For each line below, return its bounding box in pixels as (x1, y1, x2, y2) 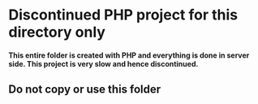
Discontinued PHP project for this (8, 6, 239, 24)
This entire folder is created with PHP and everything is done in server (8, 50, 250, 60)
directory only (8, 23, 105, 41)
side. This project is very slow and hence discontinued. (8, 58, 199, 68)
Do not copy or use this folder (8, 83, 161, 97)
